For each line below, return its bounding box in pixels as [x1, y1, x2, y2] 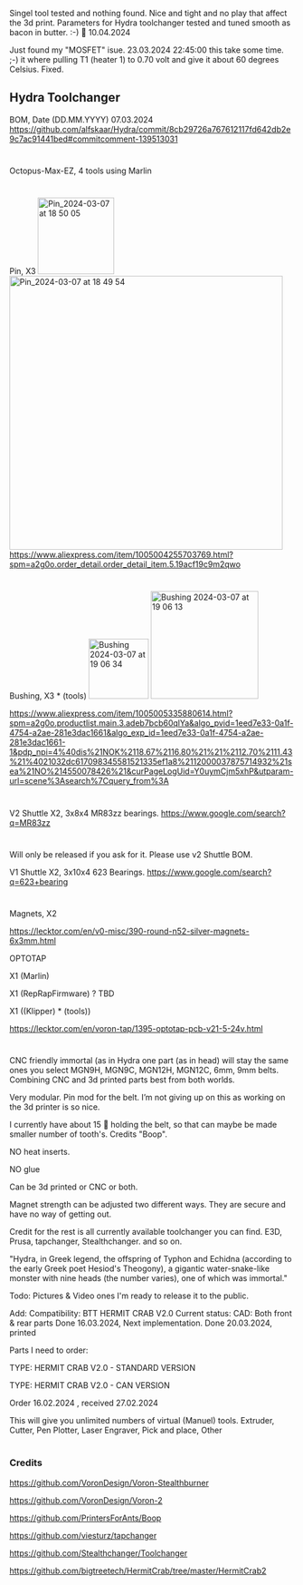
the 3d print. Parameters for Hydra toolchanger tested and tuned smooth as [9, 17, 291, 28]
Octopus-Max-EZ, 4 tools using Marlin [9, 165, 152, 176]
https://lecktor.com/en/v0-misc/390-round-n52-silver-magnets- [9, 925, 251, 936]
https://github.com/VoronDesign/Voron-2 [9, 1494, 163, 1505]
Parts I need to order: [9, 1345, 89, 1355]
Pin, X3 [9, 266, 36, 277]
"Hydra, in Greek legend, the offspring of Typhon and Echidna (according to [9, 1254, 292, 1265]
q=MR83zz [9, 817, 52, 828]
